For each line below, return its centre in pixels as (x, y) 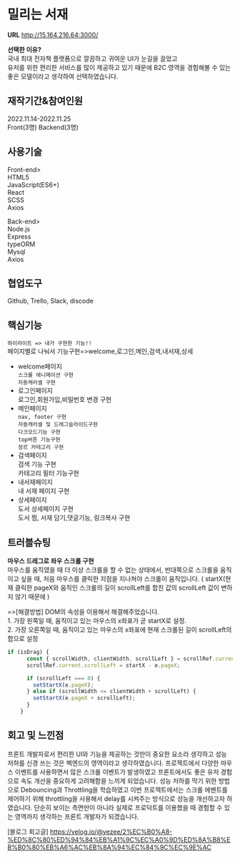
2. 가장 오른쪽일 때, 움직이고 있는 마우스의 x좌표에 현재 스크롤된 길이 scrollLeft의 (120, 630)
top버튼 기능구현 (39, 440)
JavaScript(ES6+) (33, 185)
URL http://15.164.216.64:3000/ (53, 35)
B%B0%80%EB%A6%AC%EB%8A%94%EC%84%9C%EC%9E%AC (110, 847)
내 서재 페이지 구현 (44, 491)
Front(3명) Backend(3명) (43, 127)
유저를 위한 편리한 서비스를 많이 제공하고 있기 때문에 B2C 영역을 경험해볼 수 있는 (119, 67)
